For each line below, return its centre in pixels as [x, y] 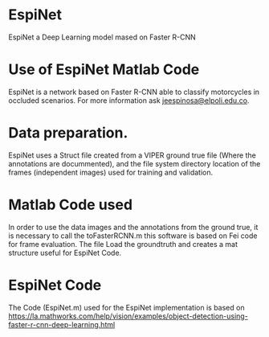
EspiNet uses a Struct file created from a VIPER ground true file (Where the [132, 155]
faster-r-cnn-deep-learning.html [62, 324]
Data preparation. [68, 133]
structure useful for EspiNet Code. [65, 253]
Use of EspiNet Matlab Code [104, 70]
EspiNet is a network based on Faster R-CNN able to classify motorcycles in [134, 92]
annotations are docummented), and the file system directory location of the [134, 163]
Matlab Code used [71, 205]
